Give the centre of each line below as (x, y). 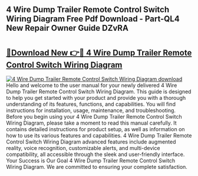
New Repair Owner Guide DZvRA (67, 28)
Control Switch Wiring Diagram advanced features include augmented (91, 142)
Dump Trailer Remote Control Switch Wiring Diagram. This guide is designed (99, 92)
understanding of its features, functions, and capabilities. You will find (91, 104)
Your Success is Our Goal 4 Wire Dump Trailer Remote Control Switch (91, 161)
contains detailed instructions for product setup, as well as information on (95, 129)
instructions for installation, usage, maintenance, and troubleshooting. (91, 110)
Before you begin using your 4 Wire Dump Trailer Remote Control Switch (94, 117)
